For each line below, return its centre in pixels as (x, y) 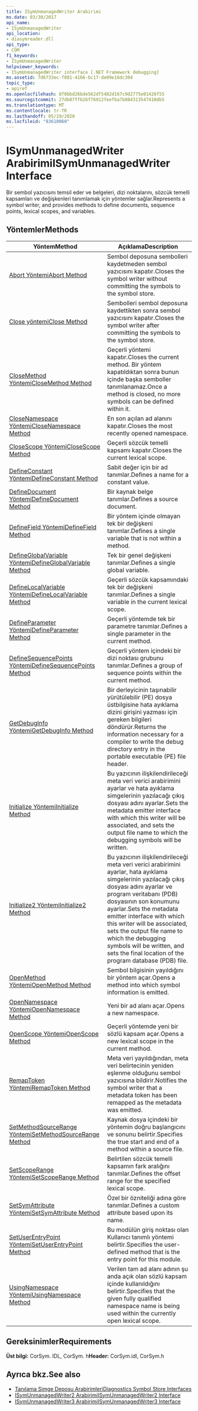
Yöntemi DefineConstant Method (54, 478)
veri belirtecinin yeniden (140, 1065)
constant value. (128, 482)
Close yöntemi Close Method (48, 321)
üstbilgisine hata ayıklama (143, 705)
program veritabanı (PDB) (143, 894)
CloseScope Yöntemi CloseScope (55, 446)
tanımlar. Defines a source (143, 499)
